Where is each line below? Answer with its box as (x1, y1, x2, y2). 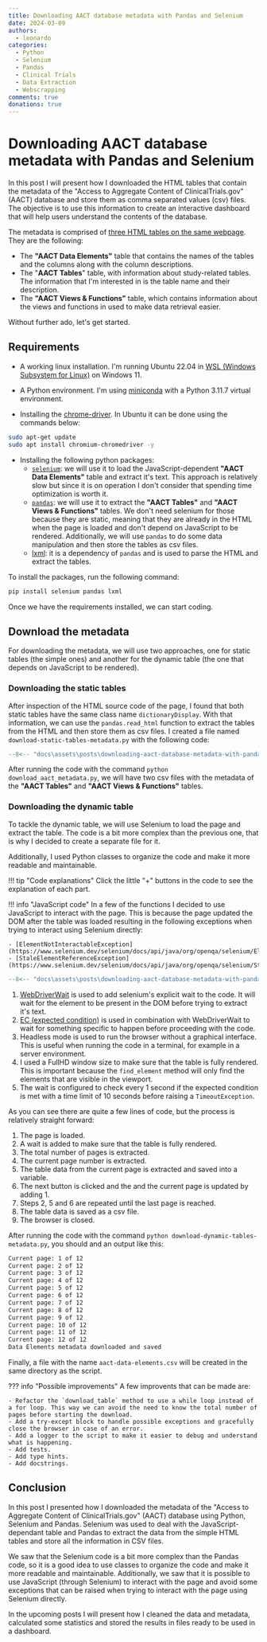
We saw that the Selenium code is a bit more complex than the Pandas (8, 1551, 239, 1561)
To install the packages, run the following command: (8, 572, 180, 581)
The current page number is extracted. (19, 1155, 147, 1165)
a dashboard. (8, 1626, 52, 1636)
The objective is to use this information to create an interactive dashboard (8, 204, 250, 213)
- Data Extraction (15, 78, 77, 86)
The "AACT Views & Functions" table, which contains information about (19, 294, 258, 303)
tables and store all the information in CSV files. (8, 1536, 164, 1546)
